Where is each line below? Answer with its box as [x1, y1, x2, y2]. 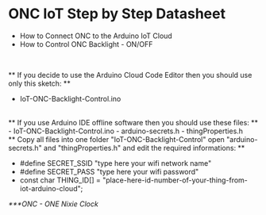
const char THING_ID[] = [19, 175, 102, 185]
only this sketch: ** [8, 79, 71, 88]
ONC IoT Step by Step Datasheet [8, 5, 226, 23]
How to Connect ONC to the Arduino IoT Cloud [19, 31, 172, 40]
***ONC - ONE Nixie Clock [8, 199, 99, 209]
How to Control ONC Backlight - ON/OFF [19, 39, 153, 48]
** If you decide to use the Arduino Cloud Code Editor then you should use [8, 70, 253, 79]
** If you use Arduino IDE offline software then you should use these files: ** [8, 117, 259, 127]
